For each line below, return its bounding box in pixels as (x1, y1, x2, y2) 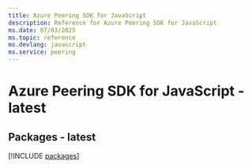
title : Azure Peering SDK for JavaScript (8, 11, 147, 20)
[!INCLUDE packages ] (8, 151, 80, 160)
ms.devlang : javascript (8, 41, 87, 49)
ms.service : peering (8, 48, 77, 56)
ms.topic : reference (8, 33, 77, 42)
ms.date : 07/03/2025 (8, 26, 77, 34)
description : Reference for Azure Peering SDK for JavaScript (8, 19, 217, 27)
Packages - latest (8, 130, 96, 144)
